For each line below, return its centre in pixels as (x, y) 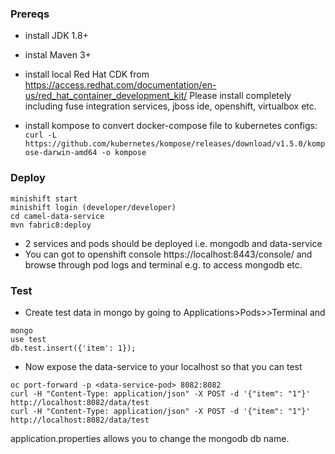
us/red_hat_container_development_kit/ (106, 96)
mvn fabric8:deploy (51, 225)
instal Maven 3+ (58, 55)
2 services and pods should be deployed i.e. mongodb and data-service (173, 243)
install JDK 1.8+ (56, 36)
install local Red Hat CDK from (87, 74)
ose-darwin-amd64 (61, 153)
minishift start (44, 198)
